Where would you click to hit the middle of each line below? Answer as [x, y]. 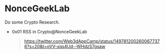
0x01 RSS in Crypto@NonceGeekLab [49, 31]
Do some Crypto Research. [32, 22]
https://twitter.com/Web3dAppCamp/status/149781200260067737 [92, 41]
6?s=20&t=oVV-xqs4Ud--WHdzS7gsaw [65, 46]
